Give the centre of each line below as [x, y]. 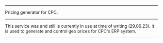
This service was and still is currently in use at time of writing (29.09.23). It [80, 26]
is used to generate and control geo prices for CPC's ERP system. [71, 31]
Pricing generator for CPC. [32, 12]
